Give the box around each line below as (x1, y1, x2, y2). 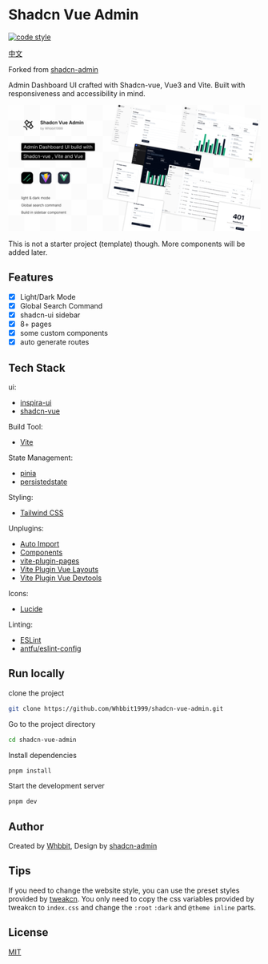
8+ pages (19, 319, 52, 329)
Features (8, 271, 54, 284)
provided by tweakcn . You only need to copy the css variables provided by (8, 893, 254, 903)
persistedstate (19, 477, 68, 486)
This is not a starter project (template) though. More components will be (8, 239, 246, 248)
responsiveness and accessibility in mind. (8, 88, 146, 98)
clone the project (8, 688, 65, 698)
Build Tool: (8, 421, 43, 431)
